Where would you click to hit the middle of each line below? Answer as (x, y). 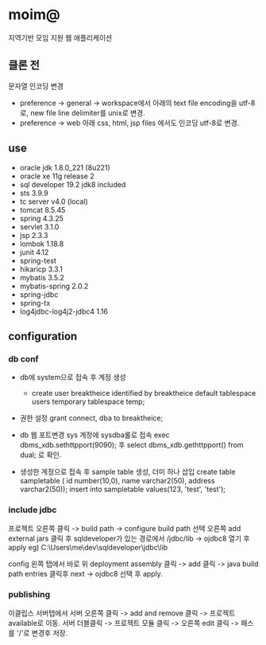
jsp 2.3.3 (34, 235)
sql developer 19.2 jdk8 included (73, 184)
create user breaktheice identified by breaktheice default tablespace (144, 393)
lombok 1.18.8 (42, 244)
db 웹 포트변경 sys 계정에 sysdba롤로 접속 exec (94, 435)
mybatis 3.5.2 (42, 277)
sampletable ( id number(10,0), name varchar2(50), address (118, 481)
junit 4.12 (34, 252)
